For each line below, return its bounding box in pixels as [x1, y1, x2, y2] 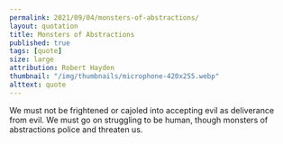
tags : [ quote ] [9, 47, 63, 56]
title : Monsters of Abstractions [9, 30, 135, 39]
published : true [9, 38, 70, 48]
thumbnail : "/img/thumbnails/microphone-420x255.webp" [9, 72, 220, 81]
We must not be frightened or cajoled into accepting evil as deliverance [9, 104, 275, 115]
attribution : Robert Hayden [9, 64, 115, 73]
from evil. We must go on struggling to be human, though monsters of [9, 114, 269, 125]
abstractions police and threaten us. [9, 123, 143, 135]
